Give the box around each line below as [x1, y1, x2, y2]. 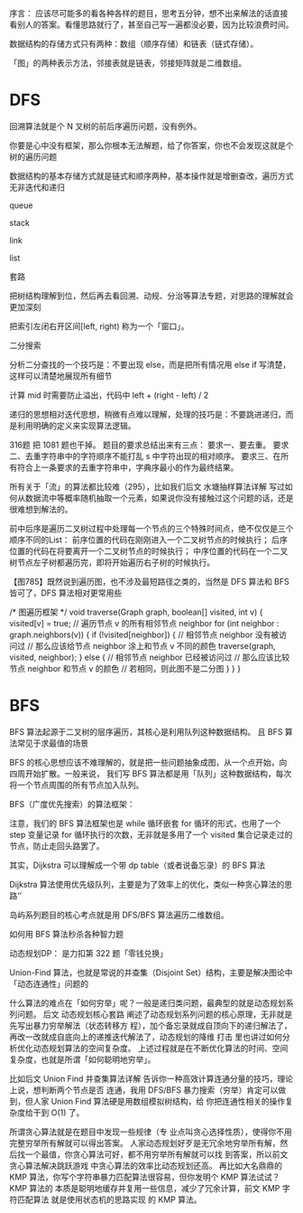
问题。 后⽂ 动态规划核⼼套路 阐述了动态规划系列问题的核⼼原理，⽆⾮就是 [16, 1009, 293, 1020]
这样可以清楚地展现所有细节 [9, 370, 113, 381]
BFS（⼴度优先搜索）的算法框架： [9, 798, 135, 809]
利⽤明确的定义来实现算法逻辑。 [16, 419, 136, 431]
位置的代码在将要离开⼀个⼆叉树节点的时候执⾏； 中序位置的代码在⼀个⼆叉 [9, 545, 289, 556]
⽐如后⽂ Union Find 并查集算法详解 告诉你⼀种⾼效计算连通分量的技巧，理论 [9, 1073, 293, 1084]
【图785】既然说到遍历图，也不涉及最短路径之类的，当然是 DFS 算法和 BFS [9, 576, 290, 587]
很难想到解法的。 [9, 503, 73, 514]
